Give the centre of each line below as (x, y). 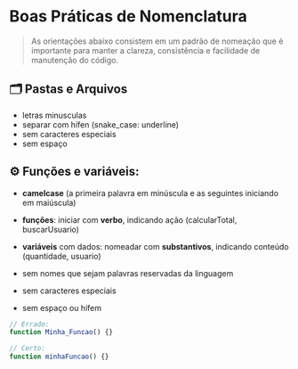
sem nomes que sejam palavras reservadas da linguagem (128, 273)
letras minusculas (54, 115)
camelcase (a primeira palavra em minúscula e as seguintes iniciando (150, 193)
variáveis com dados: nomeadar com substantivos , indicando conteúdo (155, 246)
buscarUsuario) (51, 229)
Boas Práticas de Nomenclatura (128, 16)
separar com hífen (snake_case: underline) (101, 124)
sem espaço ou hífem (62, 307)
